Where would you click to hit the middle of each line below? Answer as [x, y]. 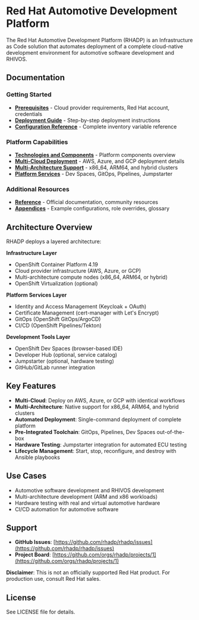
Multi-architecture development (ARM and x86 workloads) [86, 496]
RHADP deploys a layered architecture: [54, 241]
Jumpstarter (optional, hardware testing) [64, 361]
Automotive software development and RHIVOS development [89, 490]
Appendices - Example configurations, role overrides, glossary [92, 209]
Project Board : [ [34, 555]
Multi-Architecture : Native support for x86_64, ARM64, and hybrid [97, 407]
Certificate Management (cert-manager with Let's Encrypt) [87, 313]
